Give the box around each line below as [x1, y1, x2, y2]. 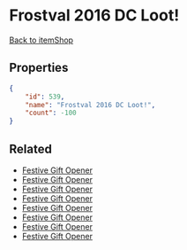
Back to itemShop [9, 35, 73, 45]
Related [9, 141, 53, 156]
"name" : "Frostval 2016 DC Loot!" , [25, 100, 156, 109]
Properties [9, 60, 69, 75]
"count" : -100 [25, 108, 77, 118]
